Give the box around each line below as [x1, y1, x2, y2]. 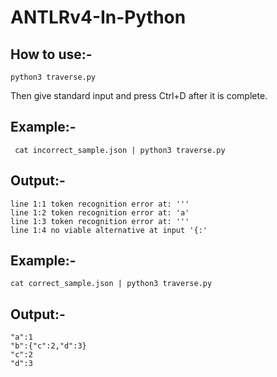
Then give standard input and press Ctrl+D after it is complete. [10, 90, 268, 101]
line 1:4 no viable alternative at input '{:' [10, 225, 208, 235]
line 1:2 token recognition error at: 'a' [10, 207, 190, 218]
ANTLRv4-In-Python [10, 6, 187, 29]
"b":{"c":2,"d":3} [10, 341, 87, 351]
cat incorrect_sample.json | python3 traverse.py [14, 145, 226, 155]
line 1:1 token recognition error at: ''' [10, 199, 190, 209]
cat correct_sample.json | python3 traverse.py [10, 279, 213, 289]
